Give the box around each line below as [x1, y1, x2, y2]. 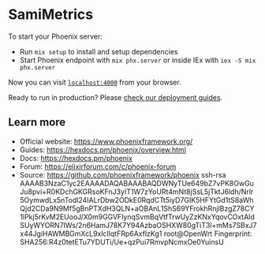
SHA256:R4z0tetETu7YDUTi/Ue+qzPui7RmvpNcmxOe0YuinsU [19, 237, 225, 246]
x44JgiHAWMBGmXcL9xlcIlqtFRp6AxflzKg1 [19, 229, 162, 238]
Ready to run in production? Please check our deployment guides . [8, 92, 223, 102]
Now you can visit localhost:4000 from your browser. [8, 77, 181, 87]
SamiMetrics [8, 6, 94, 24]
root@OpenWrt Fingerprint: [163, 229, 252, 238]
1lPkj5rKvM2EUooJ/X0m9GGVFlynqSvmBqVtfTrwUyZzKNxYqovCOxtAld [19, 211, 255, 222]
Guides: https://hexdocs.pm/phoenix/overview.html [19, 144, 187, 155]
